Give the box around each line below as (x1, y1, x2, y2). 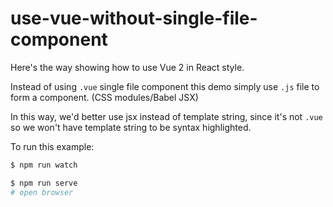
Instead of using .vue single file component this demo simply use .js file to (10, 80, 320, 92)
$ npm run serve (10, 178, 78, 188)
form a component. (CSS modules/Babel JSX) (10, 91, 199, 103)
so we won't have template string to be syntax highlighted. (10, 121, 252, 133)
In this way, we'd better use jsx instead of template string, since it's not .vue (10, 110, 323, 122)
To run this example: (10, 140, 95, 152)
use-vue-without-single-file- (10, 7, 258, 30)
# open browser (10, 187, 74, 197)
